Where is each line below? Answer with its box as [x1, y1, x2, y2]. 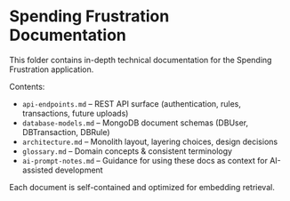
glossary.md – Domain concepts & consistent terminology [21, 145, 233, 157]
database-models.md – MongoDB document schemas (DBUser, [21, 117, 249, 128]
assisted [21, 165, 53, 175]
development [54, 165, 104, 175]
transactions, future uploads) [21, 108, 129, 118]
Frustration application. [9, 64, 94, 75]
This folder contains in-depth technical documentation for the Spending [9, 54, 272, 65]
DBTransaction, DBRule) [21, 126, 110, 137]
